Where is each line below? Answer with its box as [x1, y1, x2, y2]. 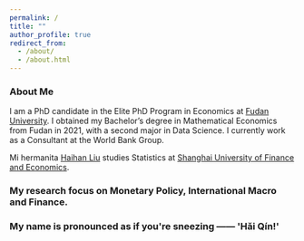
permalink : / [9, 13, 59, 23]
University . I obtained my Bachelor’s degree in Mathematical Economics [9, 115, 278, 127]
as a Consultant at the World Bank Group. [9, 135, 165, 146]
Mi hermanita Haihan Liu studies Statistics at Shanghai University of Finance [9, 152, 295, 163]
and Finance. [9, 196, 68, 208]
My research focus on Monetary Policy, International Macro [9, 185, 277, 198]
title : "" [9, 22, 47, 31]
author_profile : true [9, 30, 92, 39]
